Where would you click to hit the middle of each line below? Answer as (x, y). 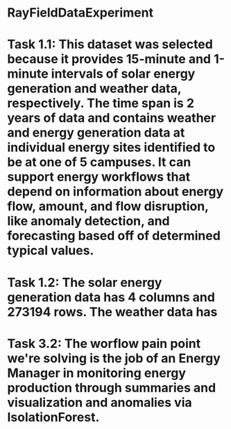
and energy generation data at (96, 133)
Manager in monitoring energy (96, 373)
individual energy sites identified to (111, 148)
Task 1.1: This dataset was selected (110, 45)
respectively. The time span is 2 (101, 104)
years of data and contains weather (112, 118)
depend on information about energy (115, 192)
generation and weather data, (94, 89)
